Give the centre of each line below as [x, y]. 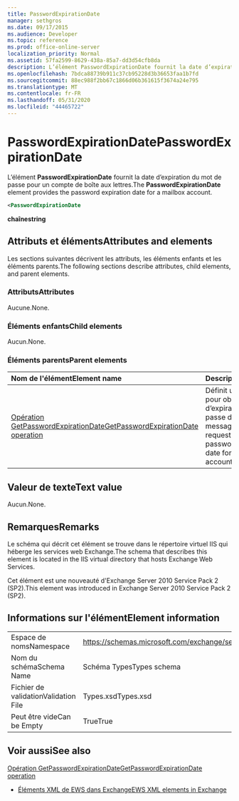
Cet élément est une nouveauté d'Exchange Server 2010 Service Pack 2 [113, 581]
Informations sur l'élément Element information [114, 618]
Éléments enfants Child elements [65, 326]
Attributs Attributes [41, 292]
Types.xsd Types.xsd [117, 696]
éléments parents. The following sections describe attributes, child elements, [119, 266]
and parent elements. [38, 274]
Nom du [24, 658]
